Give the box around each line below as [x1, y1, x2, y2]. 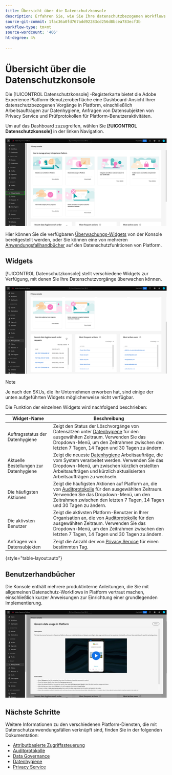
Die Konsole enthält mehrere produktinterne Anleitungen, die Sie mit [5, 583, 149, 589]
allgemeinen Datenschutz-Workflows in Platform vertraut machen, [5, 589, 145, 595]
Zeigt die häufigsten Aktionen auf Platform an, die [53, 481, 158, 487]
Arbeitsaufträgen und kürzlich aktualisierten [53, 468, 145, 474]
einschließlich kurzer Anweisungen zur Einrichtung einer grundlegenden [5, 594, 158, 601]
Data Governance [12, 752, 50, 759]
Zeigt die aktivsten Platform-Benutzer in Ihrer [53, 510, 149, 516]
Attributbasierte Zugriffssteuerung [12, 742, 85, 748]
